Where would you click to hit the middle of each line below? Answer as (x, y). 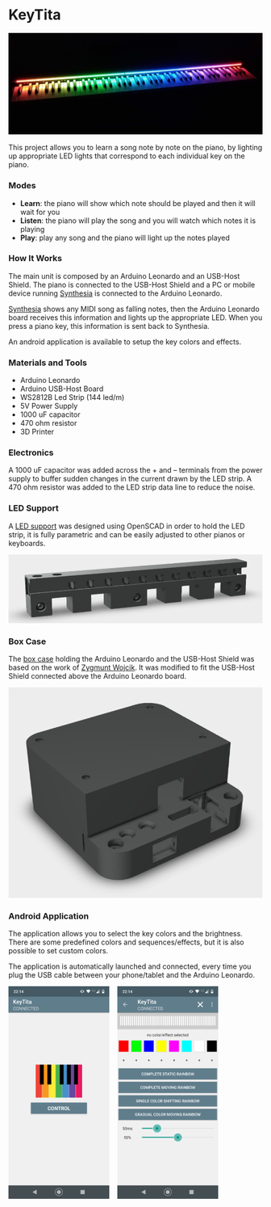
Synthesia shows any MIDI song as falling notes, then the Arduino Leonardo (134, 309)
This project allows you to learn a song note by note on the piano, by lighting (135, 148)
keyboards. (27, 543)
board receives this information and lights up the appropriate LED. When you (135, 318)
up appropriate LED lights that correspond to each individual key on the (127, 156)
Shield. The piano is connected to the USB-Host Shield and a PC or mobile (132, 284)
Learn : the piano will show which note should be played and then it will (138, 203)
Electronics (31, 452)
